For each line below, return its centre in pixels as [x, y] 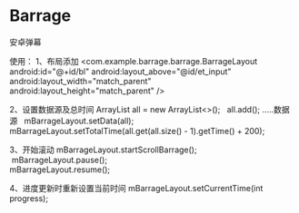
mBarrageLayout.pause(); [59, 160]
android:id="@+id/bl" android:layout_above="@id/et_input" [120, 71]
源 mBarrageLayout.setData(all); [72, 121]
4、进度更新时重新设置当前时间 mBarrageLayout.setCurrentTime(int [136, 188]
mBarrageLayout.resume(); [60, 169]
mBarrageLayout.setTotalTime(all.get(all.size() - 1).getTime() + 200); [137, 131]
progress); [29, 198]
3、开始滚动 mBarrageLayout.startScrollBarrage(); [103, 150]
